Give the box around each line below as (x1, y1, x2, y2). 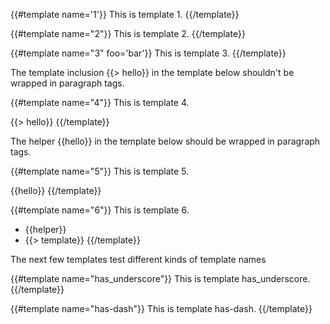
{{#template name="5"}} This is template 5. (10, 165, 190, 177)
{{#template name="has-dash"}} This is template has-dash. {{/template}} (10, 303, 313, 314)
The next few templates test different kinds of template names (10, 254, 267, 265)
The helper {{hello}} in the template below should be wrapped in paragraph (10, 135, 321, 147)
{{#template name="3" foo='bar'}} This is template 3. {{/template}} (10, 47, 287, 59)
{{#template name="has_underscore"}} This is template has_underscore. (10, 273, 311, 284)
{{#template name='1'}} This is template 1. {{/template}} (10, 9, 240, 20)
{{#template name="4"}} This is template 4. (10, 97, 190, 108)
